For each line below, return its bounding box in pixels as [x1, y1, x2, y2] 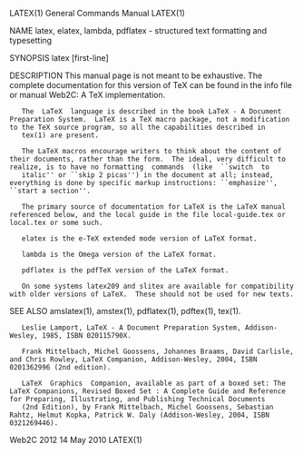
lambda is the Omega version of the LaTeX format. [21, 250, 218, 259]
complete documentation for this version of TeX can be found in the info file [9, 80, 292, 90]
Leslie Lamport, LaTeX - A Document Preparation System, [21, 323, 242, 332]
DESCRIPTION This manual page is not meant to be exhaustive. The [9, 70, 263, 81]
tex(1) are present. [21, 131, 100, 140]
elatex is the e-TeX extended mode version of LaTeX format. [21, 234, 258, 243]
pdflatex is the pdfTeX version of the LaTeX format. [21, 266, 230, 275]
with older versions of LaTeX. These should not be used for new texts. [9, 290, 295, 299]
